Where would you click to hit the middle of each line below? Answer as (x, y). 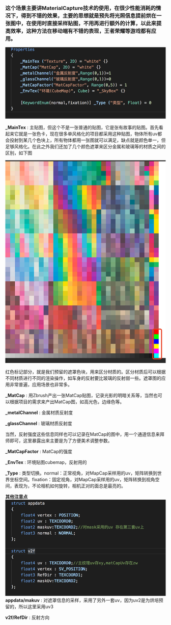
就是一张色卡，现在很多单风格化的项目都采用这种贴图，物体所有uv (88, 134)
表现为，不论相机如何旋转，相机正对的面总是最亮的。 (70, 486)
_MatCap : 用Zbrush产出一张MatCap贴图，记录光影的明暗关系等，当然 (79, 396)
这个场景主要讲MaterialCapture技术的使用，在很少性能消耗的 (81, 8)
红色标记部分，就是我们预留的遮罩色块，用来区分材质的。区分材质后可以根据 (85, 372)
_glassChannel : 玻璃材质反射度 (39, 424)
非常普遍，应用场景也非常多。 (41, 385)
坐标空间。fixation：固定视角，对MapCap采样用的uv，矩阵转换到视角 (82, 480)
